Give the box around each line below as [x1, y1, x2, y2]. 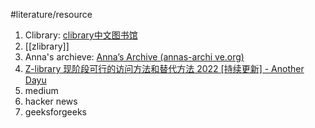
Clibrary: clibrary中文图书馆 [24, 29, 138, 41]
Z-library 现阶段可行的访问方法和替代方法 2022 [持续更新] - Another [24, 63, 305, 74]
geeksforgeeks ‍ [24, 106, 90, 118]
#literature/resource [10, 9, 93, 20]
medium [24, 85, 59, 96]
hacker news [24, 95, 78, 107]
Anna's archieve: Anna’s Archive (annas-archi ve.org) [24, 51, 245, 63]
